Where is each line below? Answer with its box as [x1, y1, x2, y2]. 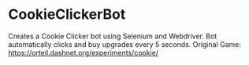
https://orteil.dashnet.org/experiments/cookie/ [8, 48, 159, 57]
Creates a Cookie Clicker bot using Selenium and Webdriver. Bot [8, 31, 217, 41]
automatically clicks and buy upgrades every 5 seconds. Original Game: [8, 39, 242, 49]
